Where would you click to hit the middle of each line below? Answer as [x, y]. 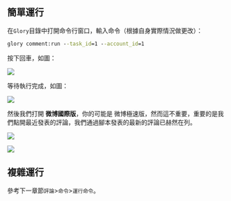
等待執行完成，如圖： [38, 86]
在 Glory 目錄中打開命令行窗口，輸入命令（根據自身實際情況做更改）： [105, 31]
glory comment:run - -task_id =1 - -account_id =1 [76, 44]
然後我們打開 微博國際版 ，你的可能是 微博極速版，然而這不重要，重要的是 [112, 113]
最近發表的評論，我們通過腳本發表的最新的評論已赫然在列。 [111, 122]
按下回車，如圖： [32, 58]
